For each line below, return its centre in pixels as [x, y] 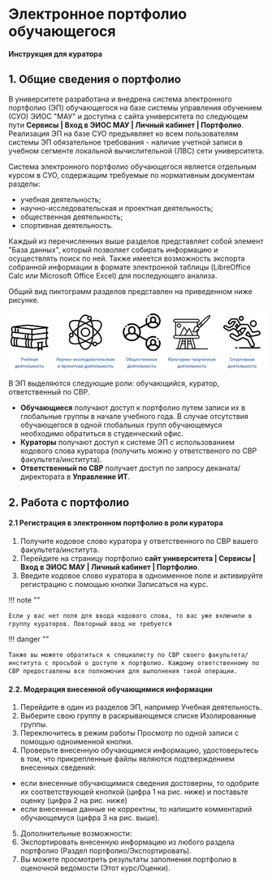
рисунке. [24, 300]
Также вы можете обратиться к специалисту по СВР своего [107, 655]
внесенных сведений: [58, 767]
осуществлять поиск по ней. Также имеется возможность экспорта [127, 258]
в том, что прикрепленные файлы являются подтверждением [127, 759]
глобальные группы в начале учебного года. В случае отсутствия [134, 417]
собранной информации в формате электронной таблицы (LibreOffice [130, 267]
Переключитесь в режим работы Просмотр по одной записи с [130, 733]
